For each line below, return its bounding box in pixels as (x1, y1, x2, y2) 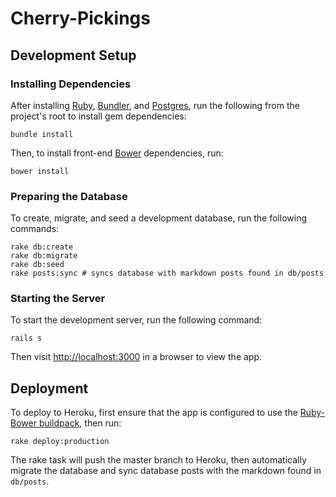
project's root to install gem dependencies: (10, 110, 187, 122)
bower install (10, 166, 70, 176)
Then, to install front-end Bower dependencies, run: (10, 147, 224, 159)
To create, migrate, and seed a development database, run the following (10, 212, 307, 224)
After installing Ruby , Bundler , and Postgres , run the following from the (10, 99, 300, 111)
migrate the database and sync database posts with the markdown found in (10, 465, 322, 477)
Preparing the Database (10, 189, 128, 203)
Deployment (10, 380, 89, 397)
